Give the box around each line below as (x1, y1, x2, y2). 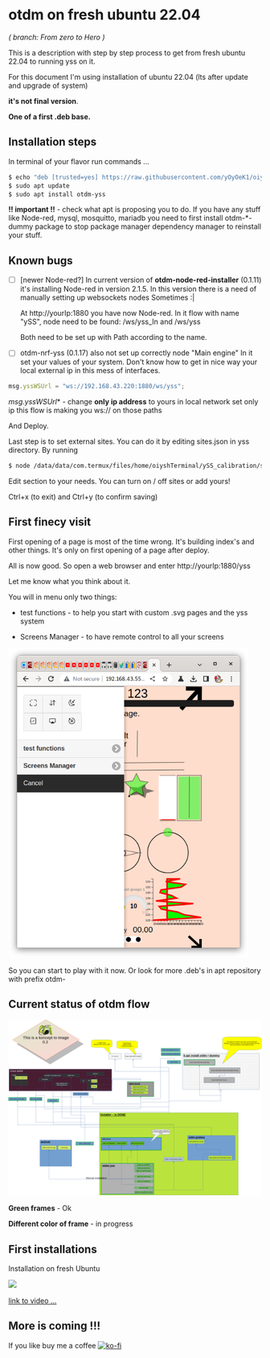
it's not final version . (8, 96, 79, 106)
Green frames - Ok (8, 1203, 72, 1213)
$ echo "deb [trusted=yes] (8, 173, 99, 181)
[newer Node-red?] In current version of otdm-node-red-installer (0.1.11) (19, 275, 262, 285)
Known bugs (8, 254, 74, 267)
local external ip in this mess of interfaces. (19, 366, 161, 375)
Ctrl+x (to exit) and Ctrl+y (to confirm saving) (8, 492, 158, 502)
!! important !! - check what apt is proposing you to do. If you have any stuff (8, 205, 261, 214)
